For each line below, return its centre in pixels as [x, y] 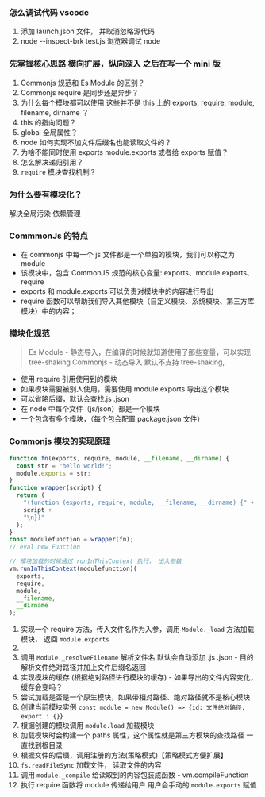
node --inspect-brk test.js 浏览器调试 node [90, 41]
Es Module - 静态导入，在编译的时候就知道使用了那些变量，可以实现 [140, 352]
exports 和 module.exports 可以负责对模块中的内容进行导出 [117, 291]
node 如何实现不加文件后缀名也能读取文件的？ [96, 142]
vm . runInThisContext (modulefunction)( [73, 569]
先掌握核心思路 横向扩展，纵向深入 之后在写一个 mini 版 [115, 64]
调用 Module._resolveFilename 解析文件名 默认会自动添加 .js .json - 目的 [137, 657]
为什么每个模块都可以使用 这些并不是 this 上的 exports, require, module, [137, 102]
